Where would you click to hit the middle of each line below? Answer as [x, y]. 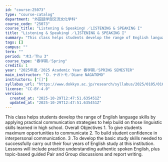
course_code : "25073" [28, 24]
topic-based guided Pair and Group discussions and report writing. [74, 154]
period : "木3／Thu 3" [27, 56]
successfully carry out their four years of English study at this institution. [80, 143]
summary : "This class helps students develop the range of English [77, 38]
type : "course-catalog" [30, 14]
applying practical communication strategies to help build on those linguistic [84, 122]
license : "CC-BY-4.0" [28, 89]
